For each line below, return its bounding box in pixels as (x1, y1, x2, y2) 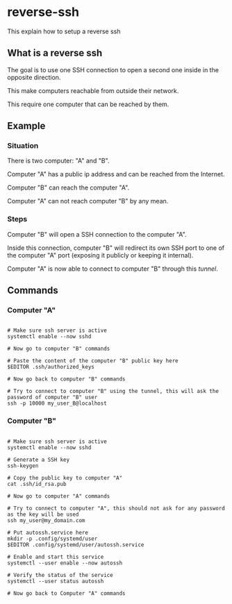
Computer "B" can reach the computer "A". (7, 183, 130, 192)
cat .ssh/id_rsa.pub (7, 480, 67, 487)
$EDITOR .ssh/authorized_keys (7, 364, 95, 371)
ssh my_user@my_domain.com (7, 517, 85, 524)
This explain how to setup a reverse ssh (7, 27, 121, 35)
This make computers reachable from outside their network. (7, 86, 179, 94)
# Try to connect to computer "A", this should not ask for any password (7, 505, 226, 512)
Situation (7, 141, 39, 151)
